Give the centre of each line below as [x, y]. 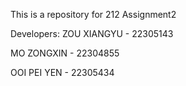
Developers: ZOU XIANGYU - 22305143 [92, 33]
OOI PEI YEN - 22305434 [62, 72]
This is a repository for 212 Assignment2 [93, 14]
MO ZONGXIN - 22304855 [65, 53]
